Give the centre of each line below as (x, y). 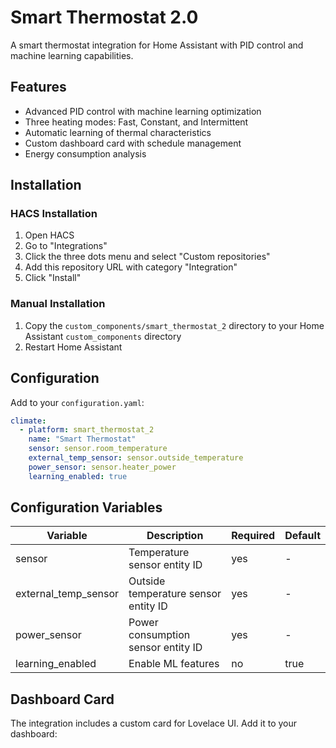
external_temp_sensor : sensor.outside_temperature (136, 458)
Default (302, 536)
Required (253, 536)
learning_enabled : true (78, 476)
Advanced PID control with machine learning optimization (143, 111)
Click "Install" (53, 278)
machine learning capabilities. (72, 55)
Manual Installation (58, 304)
